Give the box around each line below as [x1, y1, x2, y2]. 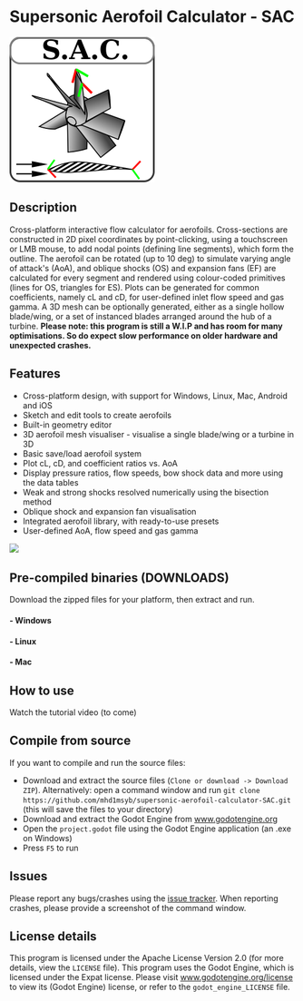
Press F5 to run [22, 842, 79, 853]
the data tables [22, 476, 79, 487]
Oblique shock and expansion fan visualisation [22, 505, 197, 516]
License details [9, 928, 97, 944]
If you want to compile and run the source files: [9, 757, 186, 768]
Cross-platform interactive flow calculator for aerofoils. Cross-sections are [9, 224, 288, 235]
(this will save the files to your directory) [22, 803, 173, 814]
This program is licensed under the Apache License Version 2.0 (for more [9, 953, 284, 964]
